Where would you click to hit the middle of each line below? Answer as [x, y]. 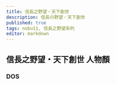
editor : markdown [28, 34]
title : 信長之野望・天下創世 [38, 12]
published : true [26, 23]
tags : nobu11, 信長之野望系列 [40, 28]
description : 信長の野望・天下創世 [46, 17]
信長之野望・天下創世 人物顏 [58, 59]
